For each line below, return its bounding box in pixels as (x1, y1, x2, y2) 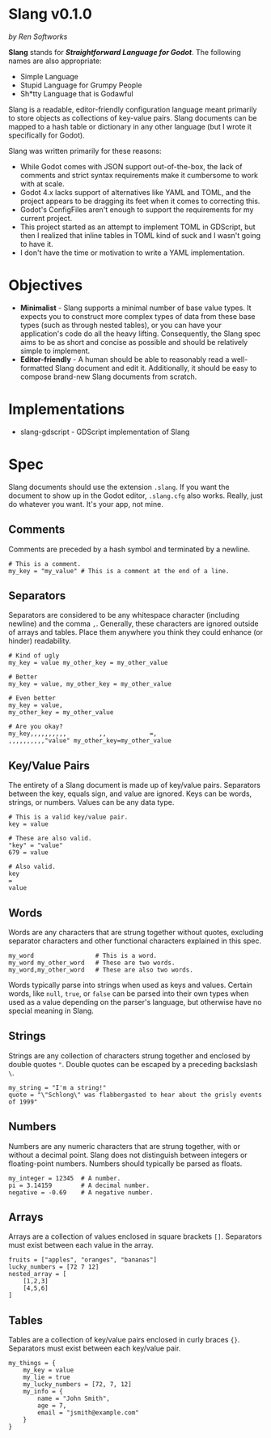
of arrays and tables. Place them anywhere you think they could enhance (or (8, 628, 263, 637)
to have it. (19, 239, 54, 249)
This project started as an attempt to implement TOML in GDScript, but (19, 222, 256, 232)
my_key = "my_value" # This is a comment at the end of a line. (8, 567, 230, 575)
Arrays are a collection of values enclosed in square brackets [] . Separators (8, 1232, 263, 1241)
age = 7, (37, 1402, 67, 1410)
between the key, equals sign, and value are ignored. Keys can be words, (8, 789, 252, 798)
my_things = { (8, 1359, 57, 1368)
